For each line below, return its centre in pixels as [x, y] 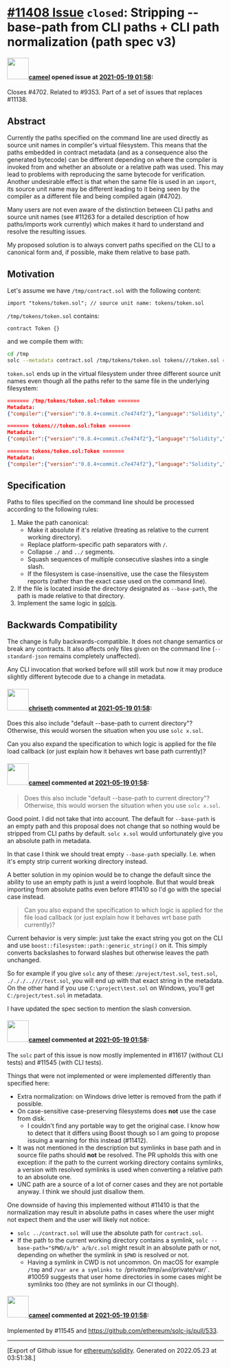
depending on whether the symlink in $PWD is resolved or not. [103, 1254]
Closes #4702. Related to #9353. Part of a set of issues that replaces [105, 92]
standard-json [27, 657]
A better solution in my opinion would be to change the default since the [109, 874]
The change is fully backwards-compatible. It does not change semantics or [115, 641]
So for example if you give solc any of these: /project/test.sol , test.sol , [112, 973]
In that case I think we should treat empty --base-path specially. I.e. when [111, 854]
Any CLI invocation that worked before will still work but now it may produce [115, 670]
